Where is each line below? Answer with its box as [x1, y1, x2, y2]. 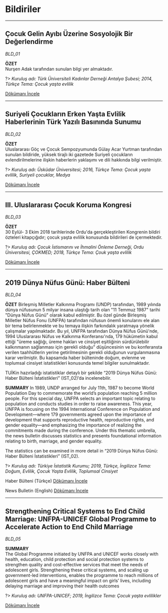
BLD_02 [5, 131, 21, 137]
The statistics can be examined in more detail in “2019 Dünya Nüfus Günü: [5, 448, 158, 454]
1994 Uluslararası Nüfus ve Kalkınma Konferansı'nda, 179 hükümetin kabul [5, 334, 158, 340]
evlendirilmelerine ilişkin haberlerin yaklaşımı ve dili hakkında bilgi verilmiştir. [5, 157, 162, 163]
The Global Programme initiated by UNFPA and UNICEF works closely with [5, 551, 158, 557]
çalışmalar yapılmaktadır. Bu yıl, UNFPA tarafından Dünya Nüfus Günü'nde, [5, 328, 159, 334]
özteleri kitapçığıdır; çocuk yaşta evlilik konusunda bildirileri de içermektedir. [5, 234, 162, 240]
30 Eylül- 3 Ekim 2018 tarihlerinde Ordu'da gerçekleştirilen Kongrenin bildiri [5, 229, 160, 235]
